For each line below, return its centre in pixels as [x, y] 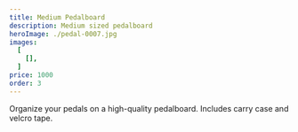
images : [24, 42]
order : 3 [25, 83]
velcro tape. [31, 118]
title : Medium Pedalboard [57, 17]
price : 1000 [31, 75]
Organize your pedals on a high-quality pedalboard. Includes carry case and [149, 108]
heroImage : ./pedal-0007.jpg [63, 34]
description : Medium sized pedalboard [81, 26]
